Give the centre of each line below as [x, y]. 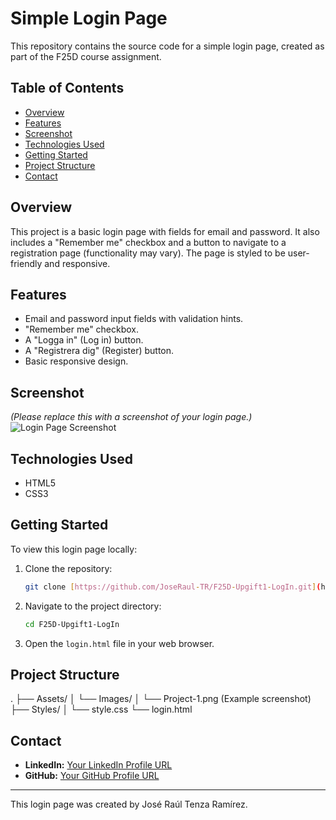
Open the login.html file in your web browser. [119, 643]
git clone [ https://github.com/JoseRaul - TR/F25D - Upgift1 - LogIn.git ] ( [173, 587]
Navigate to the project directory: [93, 606]
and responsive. [77, 263]
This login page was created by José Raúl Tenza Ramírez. [129, 804]
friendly [26, 263]
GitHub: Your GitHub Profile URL [92, 776]
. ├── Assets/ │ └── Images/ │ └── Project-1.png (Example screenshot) [161, 699]
